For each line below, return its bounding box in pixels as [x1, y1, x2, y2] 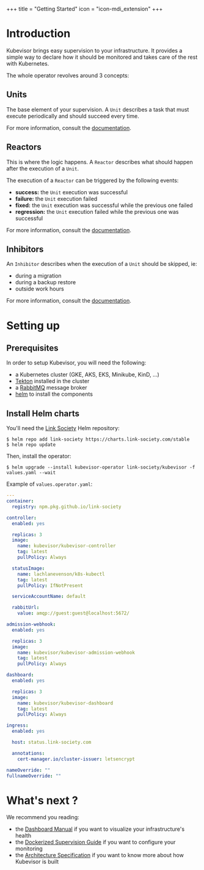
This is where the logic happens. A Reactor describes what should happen [6, 158, 194, 165]
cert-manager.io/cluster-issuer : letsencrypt [17, 756, 136, 762]
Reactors [6, 142, 42, 153]
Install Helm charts [6, 408, 79, 418]
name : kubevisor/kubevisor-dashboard [17, 700, 114, 706]
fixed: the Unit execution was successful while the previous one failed [15, 202, 194, 209]
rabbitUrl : [12, 605, 40, 611]
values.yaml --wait [6, 470, 56, 476]
